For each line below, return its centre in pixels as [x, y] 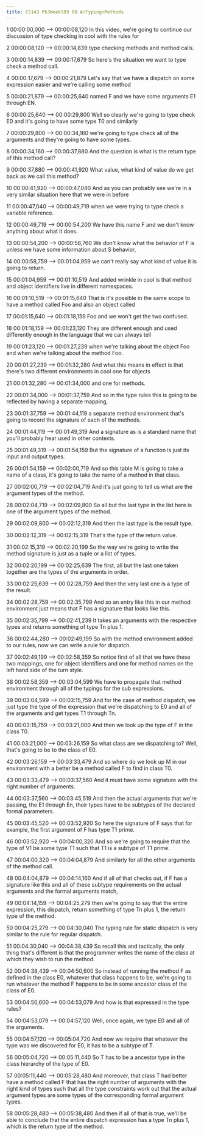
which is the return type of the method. [55, 1126]
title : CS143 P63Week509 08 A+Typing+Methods [65, 12]
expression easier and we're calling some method [69, 84]
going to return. [26, 268]
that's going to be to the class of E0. [52, 750]
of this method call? [31, 158]
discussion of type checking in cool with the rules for [73, 36]
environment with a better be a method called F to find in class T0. [90, 768]
